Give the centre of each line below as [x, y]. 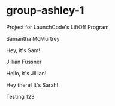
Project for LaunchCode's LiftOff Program [57, 27]
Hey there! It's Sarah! [32, 85]
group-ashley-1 [45, 10]
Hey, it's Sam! [23, 50]
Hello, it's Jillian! [26, 73]
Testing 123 [20, 96]
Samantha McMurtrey [33, 38]
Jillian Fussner [24, 62]
